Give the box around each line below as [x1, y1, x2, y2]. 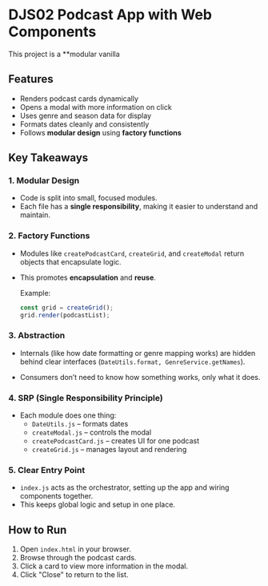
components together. [19, 491, 94, 501]
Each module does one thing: [19, 410, 117, 420]
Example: [19, 288, 51, 297]
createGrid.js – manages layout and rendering [31, 445, 187, 455]
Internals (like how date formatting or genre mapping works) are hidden [19, 348, 256, 358]
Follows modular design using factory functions [19, 127, 182, 137]
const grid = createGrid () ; [19, 303, 114, 312]
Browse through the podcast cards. [19, 553, 137, 563]
